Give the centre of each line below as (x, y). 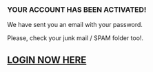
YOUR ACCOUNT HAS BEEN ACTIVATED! (77, 10)
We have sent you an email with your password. (75, 25)
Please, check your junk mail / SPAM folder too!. (75, 38)
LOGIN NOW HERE (47, 60)
